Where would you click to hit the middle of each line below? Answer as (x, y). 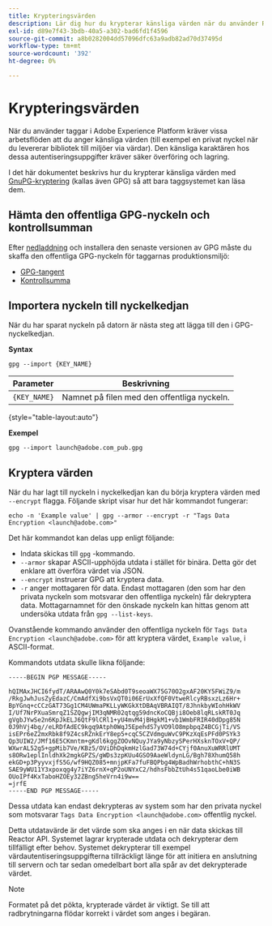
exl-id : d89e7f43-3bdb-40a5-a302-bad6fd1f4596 (88, 31)
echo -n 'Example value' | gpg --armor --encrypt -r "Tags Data (119, 516)
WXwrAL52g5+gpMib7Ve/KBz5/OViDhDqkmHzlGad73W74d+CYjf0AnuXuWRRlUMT (125, 748)
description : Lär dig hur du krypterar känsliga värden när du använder (134, 24)
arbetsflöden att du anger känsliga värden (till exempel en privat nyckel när (133, 139)
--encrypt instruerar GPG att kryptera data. (92, 580)
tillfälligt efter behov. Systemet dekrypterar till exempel (100, 847)
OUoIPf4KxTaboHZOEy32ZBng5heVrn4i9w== (74, 777)
